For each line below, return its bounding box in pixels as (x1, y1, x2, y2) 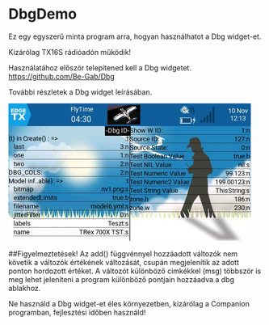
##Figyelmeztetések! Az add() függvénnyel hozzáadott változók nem (8, 248, 238, 259)
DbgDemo (8, 5, 78, 23)
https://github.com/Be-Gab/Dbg (8, 71, 115, 81)
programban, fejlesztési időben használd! (8, 307, 146, 317)
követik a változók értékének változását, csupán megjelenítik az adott (8, 257, 240, 267)
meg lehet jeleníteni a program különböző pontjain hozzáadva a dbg (8, 274, 235, 284)
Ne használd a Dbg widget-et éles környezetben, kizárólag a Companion (8, 298, 250, 308)
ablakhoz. (8, 283, 41, 293)
